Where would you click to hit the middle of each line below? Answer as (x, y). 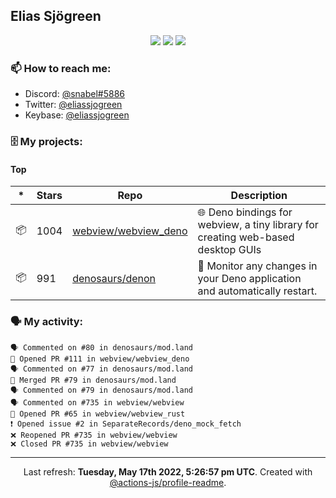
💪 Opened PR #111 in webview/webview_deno (100, 359)
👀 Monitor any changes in (257, 266)
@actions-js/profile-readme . (168, 482)
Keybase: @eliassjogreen (77, 115)
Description (259, 196)
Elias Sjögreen (56, 16)
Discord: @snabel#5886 (75, 94)
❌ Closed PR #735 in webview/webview (89, 444)
